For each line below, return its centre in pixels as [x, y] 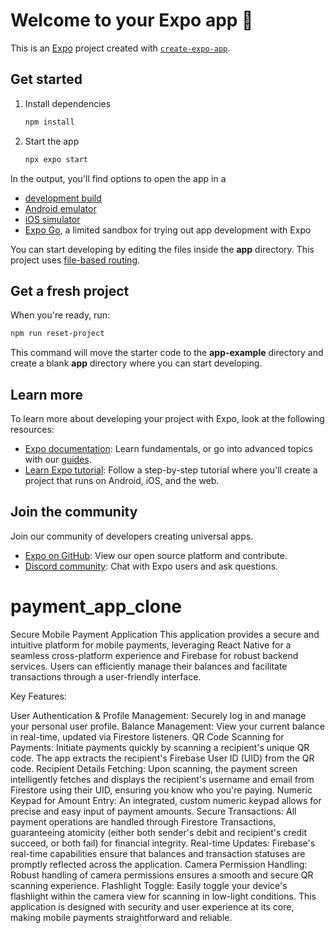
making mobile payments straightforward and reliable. [121, 917]
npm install [49, 122]
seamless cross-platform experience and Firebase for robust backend [154, 655]
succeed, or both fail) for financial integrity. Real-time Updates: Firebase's [163, 843]
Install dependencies [68, 103]
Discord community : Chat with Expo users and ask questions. [151, 566]
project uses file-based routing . [75, 260]
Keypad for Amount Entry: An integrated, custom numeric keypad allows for [166, 800]
